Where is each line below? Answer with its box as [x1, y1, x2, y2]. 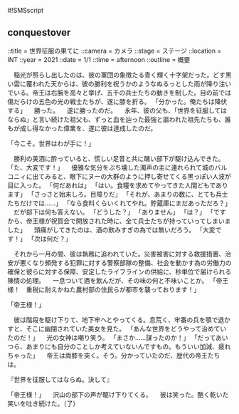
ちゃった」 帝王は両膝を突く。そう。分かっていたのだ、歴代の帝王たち [7, 351, 221, 359]
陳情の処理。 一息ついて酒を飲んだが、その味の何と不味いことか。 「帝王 [7, 276, 229, 284]
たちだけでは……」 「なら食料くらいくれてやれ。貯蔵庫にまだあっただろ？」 [7, 199, 232, 207]
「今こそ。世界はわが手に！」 [7, 139, 95, 148]
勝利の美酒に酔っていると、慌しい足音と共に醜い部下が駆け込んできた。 [13, 154, 225, 162]
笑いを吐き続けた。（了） [7, 399, 80, 408]
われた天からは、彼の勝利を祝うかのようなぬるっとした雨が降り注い [31, 79, 232, 88]
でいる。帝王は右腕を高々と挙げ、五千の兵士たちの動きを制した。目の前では [7, 88, 232, 97]
